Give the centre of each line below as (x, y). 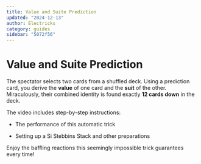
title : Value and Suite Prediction (51, 12)
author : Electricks (31, 23)
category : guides (28, 29)
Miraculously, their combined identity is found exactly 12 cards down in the (100, 94)
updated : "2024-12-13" (35, 18)
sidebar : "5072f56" (31, 35)
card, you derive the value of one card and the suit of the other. (86, 88)
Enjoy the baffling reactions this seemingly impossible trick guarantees (95, 148)
